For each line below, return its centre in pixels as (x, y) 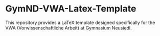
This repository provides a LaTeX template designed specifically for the (80, 22)
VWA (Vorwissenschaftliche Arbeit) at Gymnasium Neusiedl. (68, 27)
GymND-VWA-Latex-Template (71, 9)
